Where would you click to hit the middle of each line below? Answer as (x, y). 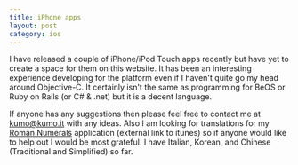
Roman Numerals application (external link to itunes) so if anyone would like (148, 133)
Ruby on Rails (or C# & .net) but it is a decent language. (111, 97)
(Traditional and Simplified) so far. (71, 152)
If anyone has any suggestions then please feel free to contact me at (135, 114)
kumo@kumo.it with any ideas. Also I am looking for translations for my (139, 123)
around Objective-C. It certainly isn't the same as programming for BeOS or (148, 87)
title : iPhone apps (45, 17)
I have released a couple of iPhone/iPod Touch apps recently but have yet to (149, 59)
